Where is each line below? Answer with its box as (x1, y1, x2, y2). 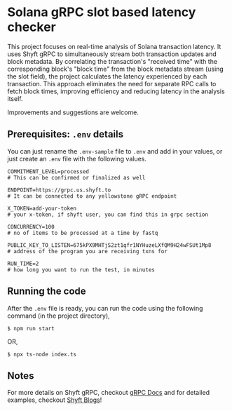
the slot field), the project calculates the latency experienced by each (7, 72, 207, 81)
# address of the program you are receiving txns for (7, 248, 168, 255)
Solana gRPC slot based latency (7, 4, 196, 20)
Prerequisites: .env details (7, 128, 124, 140)
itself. (7, 94, 23, 102)
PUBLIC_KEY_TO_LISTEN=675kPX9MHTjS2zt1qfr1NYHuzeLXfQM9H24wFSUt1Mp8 (7, 241, 212, 249)
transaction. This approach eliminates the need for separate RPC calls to (7, 79, 217, 88)
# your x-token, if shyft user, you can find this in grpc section (7, 211, 209, 218)
